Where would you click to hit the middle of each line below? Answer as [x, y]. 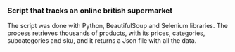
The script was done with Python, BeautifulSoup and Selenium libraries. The [118, 26]
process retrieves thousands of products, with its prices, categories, [106, 33]
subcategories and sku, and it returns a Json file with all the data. [102, 41]
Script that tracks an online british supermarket [90, 11]
